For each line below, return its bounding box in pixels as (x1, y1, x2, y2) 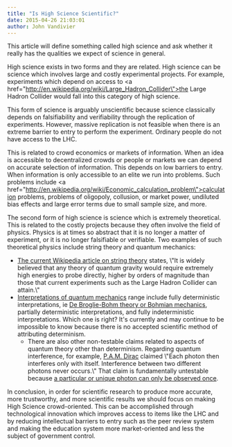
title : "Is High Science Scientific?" (7, 10, 119, 17)
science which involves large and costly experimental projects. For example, (7, 70, 225, 78)
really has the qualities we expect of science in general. (7, 49, 166, 58)
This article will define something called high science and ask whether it (7, 42, 213, 51)
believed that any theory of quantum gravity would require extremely (17, 264, 213, 272)
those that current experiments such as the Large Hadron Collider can (17, 279, 217, 287)
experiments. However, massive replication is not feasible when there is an (7, 121, 220, 129)
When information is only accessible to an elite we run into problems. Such (7, 170, 220, 179)
